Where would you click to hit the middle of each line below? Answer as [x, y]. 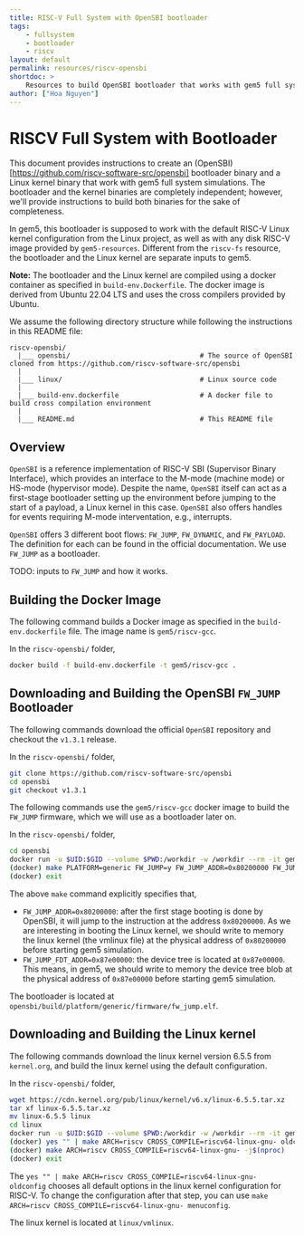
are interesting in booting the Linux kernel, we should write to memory [153, 930]
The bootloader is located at [62, 996]
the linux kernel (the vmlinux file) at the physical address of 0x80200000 [154, 940]
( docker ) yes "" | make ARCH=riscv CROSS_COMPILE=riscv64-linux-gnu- [143, 1142]
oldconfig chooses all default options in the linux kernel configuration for [146, 1185]
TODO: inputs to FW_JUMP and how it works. [89, 571]
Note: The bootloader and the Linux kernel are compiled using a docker [143, 275]
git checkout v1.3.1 [48, 790]
